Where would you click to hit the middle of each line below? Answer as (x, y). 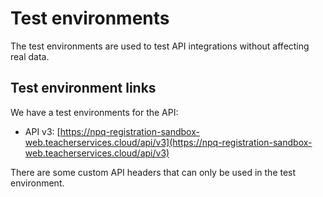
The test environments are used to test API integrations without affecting (160, 46)
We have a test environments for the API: (94, 112)
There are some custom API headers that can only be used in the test (153, 172)
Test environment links (83, 88)
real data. (30, 56)
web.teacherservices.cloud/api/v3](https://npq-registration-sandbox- (168, 142)
